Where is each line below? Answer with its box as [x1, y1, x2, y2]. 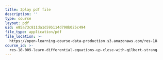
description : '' [5, 12, 38, 16]
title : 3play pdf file [5, 7, 51, 12]
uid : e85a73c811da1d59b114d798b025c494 [5, 25, 86, 30]
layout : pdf [5, 20, 29, 26]
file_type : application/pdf [5, 30, 62, 34]
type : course [5, 16, 32, 21]
